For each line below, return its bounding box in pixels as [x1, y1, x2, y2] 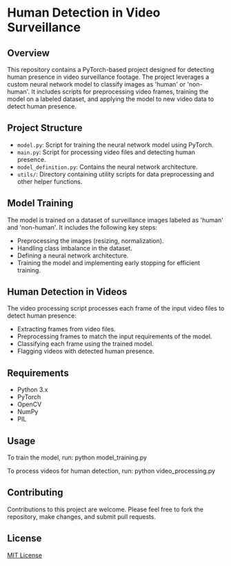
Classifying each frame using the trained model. [17, 340, 154, 348]
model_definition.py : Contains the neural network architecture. [17, 163, 198, 171]
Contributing [7, 486, 63, 499]
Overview [7, 47, 50, 59]
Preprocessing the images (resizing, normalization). [17, 237, 164, 245]
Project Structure [7, 122, 83, 134]
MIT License [7, 551, 43, 559]
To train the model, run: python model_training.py [7, 453, 147, 462]
